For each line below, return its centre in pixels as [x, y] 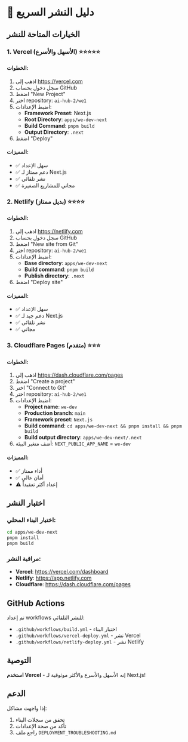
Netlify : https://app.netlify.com [53, 578]
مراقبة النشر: [24, 559]
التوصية [19, 661]
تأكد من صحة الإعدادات [41, 726]
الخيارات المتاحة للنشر [43, 34]
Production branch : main [55, 413]
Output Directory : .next [54, 132]
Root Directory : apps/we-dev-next [66, 119]
